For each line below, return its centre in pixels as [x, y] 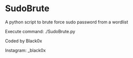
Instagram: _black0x [25, 50]
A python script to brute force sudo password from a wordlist [67, 22]
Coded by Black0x [24, 41]
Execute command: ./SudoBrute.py [40, 31]
